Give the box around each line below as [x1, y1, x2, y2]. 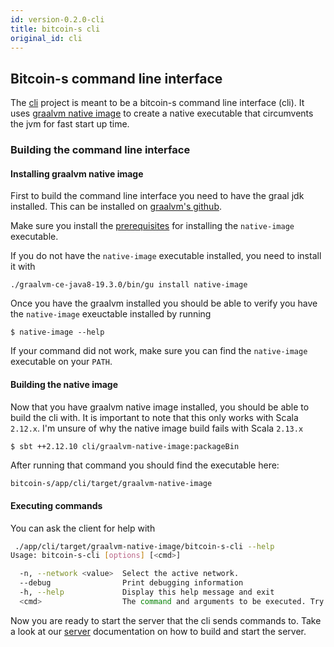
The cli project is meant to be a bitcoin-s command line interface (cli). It [10, 97, 305, 109]
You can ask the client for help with [10, 522, 156, 534]
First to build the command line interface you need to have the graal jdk [10, 190, 305, 202]
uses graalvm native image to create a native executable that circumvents [10, 107, 314, 120]
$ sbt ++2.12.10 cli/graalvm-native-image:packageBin [10, 441, 240, 451]
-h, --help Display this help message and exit [19, 587, 275, 598]
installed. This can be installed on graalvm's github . [10, 201, 223, 213]
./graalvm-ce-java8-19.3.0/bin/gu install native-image [10, 280, 248, 290]
